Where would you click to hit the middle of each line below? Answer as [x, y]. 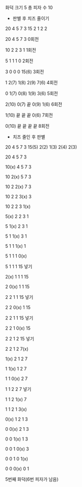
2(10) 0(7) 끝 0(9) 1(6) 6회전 [34, 104]
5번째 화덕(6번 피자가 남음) [32, 479]
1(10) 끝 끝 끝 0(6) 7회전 [29, 115]
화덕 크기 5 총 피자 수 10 [29, 7]
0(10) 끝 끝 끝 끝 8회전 [27, 126]
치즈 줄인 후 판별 [29, 137]
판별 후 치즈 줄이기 [31, 18]
